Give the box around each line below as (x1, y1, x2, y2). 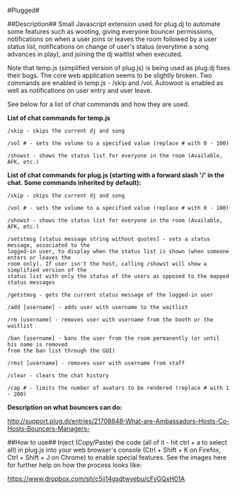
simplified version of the (7, 267, 87, 274)
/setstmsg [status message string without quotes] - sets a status (7, 235, 211, 243)
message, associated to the (7, 242, 91, 249)
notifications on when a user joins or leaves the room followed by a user (7, 35, 217, 43)
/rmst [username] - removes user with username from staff (7, 360, 185, 367)
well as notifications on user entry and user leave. (7, 87, 153, 94)
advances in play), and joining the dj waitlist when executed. (7, 50, 183, 58)
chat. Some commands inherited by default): (7, 179, 141, 186)
